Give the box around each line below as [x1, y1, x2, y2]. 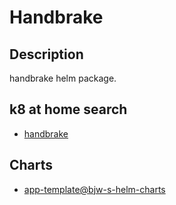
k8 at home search [9, 101, 128, 118]
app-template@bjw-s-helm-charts [23, 183, 166, 195]
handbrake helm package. [9, 72, 117, 84]
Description [9, 46, 84, 63]
